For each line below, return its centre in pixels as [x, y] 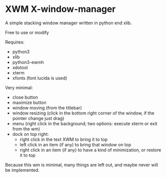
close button [25, 97]
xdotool [20, 67]
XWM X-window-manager [60, 9]
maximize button [29, 102]
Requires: [15, 42]
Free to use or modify [27, 32]
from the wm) [26, 129]
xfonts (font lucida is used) [40, 78]
